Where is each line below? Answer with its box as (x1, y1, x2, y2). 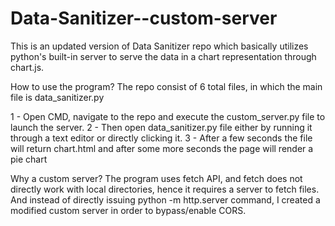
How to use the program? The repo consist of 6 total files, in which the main (10, 80, 323, 92)
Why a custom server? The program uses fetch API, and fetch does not (10, 172, 303, 184)
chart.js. (10, 61, 45, 73)
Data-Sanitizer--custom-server (10, 7, 278, 30)
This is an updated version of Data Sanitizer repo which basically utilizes (10, 40, 309, 52)
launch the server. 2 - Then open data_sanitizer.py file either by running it (10, 121, 313, 133)
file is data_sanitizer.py (10, 91, 105, 103)
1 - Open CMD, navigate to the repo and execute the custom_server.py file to (10, 110, 326, 122)
